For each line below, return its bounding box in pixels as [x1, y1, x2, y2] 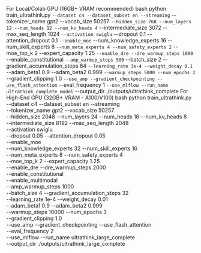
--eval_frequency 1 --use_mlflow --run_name [58, 81, 169, 89]
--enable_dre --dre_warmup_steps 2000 [6, 164, 106, 171]
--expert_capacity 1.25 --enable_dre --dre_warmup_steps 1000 [38, 50, 193, 56]
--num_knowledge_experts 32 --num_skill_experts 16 [6, 145, 138, 152]
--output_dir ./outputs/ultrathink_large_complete [6, 240, 125, 247]
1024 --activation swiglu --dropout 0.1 [47, 31, 146, 38]
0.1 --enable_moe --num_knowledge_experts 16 [51, 37, 167, 44]
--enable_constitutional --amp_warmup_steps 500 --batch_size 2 [6, 56, 162, 63]
